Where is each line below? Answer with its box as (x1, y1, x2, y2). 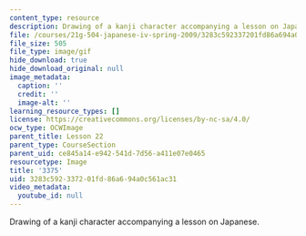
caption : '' (17, 81, 64, 90)
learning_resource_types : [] (9, 107, 120, 116)
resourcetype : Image (9, 157, 88, 167)
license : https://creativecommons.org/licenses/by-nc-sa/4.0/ (9, 115, 250, 124)
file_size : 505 (9, 38, 67, 48)
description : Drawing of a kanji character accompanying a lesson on (9, 22, 280, 31)
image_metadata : (9, 73, 71, 82)
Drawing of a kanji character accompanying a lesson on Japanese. (9, 216, 260, 227)
